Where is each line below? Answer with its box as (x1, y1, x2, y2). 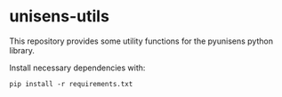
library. (9, 44, 36, 55)
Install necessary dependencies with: (9, 62, 146, 73)
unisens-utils (9, 6, 109, 27)
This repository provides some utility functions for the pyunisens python (9, 36, 274, 46)
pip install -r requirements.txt (9, 79, 133, 88)
